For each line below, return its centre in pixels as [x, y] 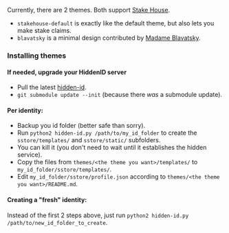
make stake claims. [44, 31]
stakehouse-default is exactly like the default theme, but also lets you [116, 23]
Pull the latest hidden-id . [52, 87]
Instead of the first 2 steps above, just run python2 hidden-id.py [98, 215]
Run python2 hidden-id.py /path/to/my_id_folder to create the [107, 133]
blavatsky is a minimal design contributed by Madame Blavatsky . [109, 38]
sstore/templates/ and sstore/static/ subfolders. [89, 140]
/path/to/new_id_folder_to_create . [57, 222]
